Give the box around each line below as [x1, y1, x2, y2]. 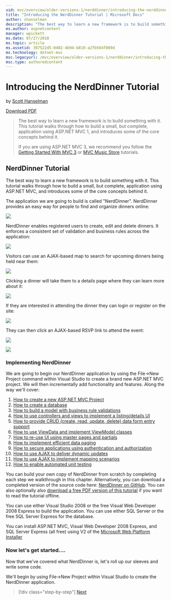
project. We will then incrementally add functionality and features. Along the [6, 382, 164, 388]
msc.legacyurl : [6, 54, 38, 60]
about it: [6, 283, 23, 289]
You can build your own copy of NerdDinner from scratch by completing [6, 471, 157, 478]
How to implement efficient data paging [13, 440, 96, 446]
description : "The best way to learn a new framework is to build [6, 21, 149, 27]
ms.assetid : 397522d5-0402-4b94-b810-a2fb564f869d [6, 45, 115, 50]
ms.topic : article [6, 41, 45, 46]
